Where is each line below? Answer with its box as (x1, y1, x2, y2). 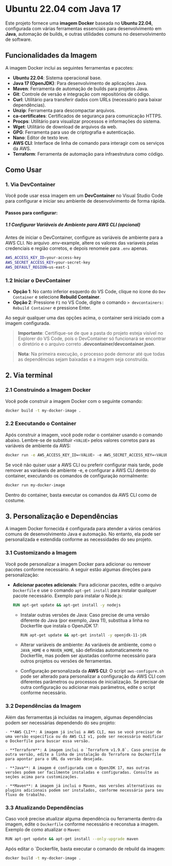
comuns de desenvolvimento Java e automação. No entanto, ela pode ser (5, 531, 161, 537)
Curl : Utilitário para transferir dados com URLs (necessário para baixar (12, 96, 162, 102)
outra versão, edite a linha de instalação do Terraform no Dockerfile (5, 752, 161, 757)
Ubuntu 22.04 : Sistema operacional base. (12, 75, 102, 81)
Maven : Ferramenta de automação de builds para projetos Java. (12, 85, 148, 92)
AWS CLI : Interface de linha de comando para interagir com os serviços (12, 140, 165, 146)
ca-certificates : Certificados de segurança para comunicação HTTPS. (12, 113, 162, 119)
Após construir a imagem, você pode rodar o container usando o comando (5, 431, 163, 438)
